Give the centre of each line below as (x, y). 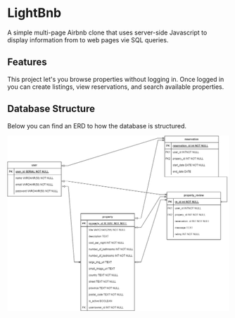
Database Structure (51, 109)
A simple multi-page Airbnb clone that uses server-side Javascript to (107, 32)
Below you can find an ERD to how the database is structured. (97, 126)
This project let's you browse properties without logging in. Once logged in (116, 79)
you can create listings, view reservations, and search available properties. (116, 87)
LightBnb (34, 13)
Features (27, 62)
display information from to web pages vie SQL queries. (88, 39)
